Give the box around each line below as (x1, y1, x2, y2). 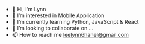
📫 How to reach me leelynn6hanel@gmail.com (11, 32, 129, 38)
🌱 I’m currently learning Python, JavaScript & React (11, 18, 140, 25)
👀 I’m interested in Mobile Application (11, 12, 105, 19)
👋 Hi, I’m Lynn (11, 6, 46, 12)
